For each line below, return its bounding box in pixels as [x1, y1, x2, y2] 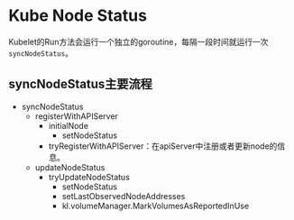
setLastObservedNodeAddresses [61, 190, 186, 201]
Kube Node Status [8, 5, 148, 26]
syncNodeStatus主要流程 [8, 77, 152, 92]
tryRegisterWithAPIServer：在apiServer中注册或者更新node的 [48, 141, 278, 151]
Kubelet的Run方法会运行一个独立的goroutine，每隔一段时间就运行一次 [8, 36, 269, 47]
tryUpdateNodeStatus [48, 171, 130, 182]
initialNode [48, 120, 89, 131]
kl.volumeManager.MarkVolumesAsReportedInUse [61, 200, 250, 211]
